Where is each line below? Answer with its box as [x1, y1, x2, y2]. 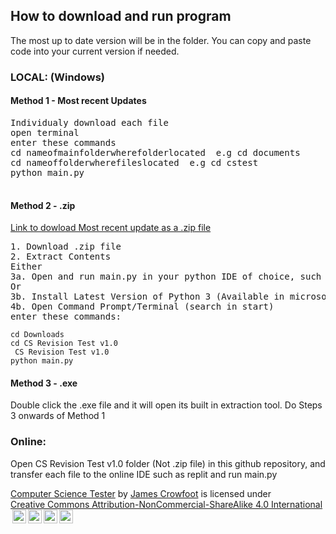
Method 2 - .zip [10, 199, 76, 211]
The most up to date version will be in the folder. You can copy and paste [10, 34, 312, 46]
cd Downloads [10, 330, 65, 340]
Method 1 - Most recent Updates [10, 95, 147, 107]
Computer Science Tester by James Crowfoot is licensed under [10, 487, 272, 499]
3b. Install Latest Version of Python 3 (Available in [10, 291, 285, 303]
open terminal [10, 127, 80, 138]
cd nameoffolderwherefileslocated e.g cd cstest [10, 157, 259, 168]
